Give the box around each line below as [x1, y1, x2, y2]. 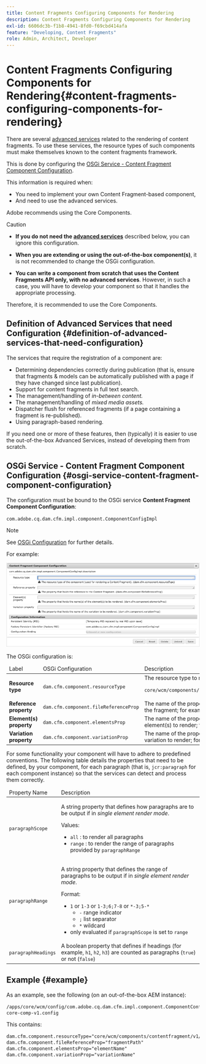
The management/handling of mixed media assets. [15, 399, 144, 406]
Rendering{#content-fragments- [6, 89, 177, 103]
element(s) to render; [143, 721, 198, 729]
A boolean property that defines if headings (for [61, 942, 182, 950]
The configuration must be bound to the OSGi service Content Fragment [6, 496, 191, 503]
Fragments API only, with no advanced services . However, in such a [15, 276, 191, 283]
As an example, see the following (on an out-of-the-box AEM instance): [6, 991, 187, 998]
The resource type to [143, 674, 197, 681]
